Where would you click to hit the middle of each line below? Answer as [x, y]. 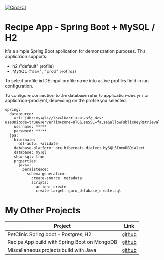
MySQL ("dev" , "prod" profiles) [44, 71]
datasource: [22, 114]
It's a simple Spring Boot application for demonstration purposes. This [75, 51]
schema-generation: [47, 174]
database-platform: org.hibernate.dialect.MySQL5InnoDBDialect [80, 148]
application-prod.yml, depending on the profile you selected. [66, 100]
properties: [26, 161]
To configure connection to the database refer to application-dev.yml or [77, 95]
